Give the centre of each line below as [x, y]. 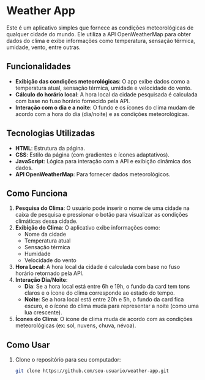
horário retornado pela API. [49, 273]
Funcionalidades [39, 67]
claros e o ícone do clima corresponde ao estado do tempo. [100, 293]
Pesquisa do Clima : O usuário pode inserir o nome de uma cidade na [102, 208]
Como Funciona [37, 193]
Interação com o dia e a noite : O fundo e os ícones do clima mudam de [105, 107]
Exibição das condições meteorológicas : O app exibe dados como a [102, 81]
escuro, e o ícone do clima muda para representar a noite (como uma [111, 306]
